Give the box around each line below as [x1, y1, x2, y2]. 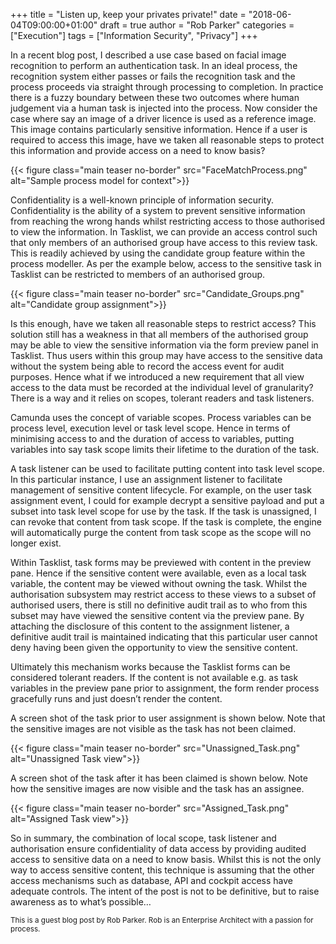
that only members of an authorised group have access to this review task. [10, 237, 318, 248]
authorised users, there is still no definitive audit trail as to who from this [10, 599, 308, 611]
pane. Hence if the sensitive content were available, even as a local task [10, 567, 307, 579]
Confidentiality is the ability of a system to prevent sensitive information [10, 205, 306, 216]
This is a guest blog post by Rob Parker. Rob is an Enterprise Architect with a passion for [10, 915, 314, 925]
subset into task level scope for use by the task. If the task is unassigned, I [10, 505, 317, 517]
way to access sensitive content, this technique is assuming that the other [10, 864, 315, 876]
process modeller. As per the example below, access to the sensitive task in [10, 258, 322, 269]
